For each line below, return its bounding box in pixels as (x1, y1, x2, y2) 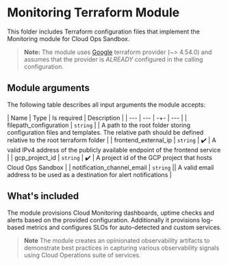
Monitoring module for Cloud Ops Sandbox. (7, 34, 130, 42)
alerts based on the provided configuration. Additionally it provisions (7, 215, 201, 224)
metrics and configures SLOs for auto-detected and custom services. (26, 223, 223, 231)
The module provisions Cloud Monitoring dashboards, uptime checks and (7, 209, 214, 217)
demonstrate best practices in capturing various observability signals (23, 243, 220, 252)
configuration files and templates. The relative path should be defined (7, 128, 204, 136)
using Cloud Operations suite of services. (23, 251, 141, 259)
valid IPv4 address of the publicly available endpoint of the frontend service (7, 146, 221, 154)
